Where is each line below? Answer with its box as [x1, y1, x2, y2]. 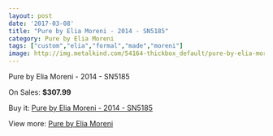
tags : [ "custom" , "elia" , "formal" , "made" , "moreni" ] [8, 42, 184, 50]
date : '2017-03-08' [8, 19, 75, 28]
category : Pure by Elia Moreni [8, 34, 115, 43]
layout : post [8, 11, 53, 20]
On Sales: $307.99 [8, 87, 71, 97]
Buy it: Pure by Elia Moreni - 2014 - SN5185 [8, 103, 153, 113]
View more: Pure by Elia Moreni [8, 119, 114, 128]
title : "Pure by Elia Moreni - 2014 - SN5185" [8, 27, 169, 35]
